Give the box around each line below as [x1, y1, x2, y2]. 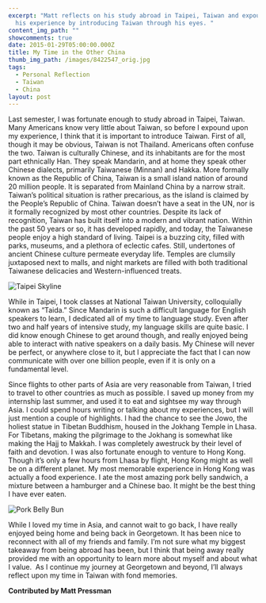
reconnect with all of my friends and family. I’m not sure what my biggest [8, 537, 246, 547]
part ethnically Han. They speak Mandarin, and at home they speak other [8, 156, 247, 167]
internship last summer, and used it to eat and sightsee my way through [8, 397, 241, 406]
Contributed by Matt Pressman [8, 586, 112, 596]
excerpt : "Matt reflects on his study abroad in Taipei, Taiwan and [8, 11, 239, 20]
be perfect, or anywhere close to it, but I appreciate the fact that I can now [8, 348, 251, 357]
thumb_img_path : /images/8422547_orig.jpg [8, 56, 150, 64]
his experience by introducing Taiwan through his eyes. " [15, 19, 215, 27]
